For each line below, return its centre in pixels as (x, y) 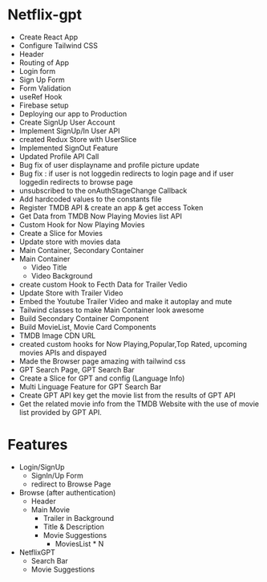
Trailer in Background (79, 518)
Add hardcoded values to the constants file (90, 199)
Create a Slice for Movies (61, 233)
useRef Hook (40, 96)
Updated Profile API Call (59, 156)
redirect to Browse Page (71, 484)
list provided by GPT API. (60, 412)
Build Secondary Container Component (84, 318)
